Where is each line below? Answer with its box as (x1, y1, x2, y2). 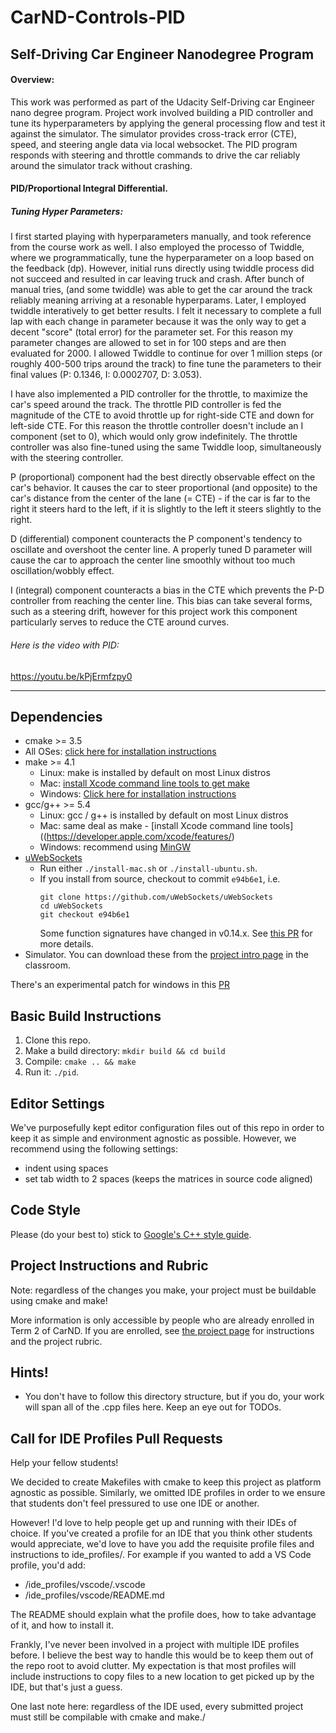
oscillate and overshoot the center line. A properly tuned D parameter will (10, 544, 313, 556)
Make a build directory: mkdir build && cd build (24, 1045, 226, 1057)
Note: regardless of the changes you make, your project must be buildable (10, 1284, 317, 1296)
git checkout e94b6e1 (39, 910, 130, 920)
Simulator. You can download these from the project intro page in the (24, 949, 310, 961)
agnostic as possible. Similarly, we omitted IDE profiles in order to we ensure (10, 1487, 326, 1499)
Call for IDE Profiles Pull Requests (10, 1430, 223, 1447)
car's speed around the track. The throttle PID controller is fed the (10, 399, 282, 411)
